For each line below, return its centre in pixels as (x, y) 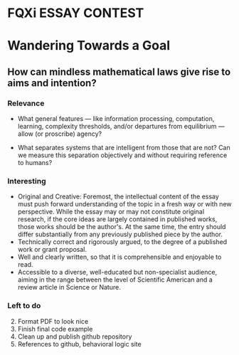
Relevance (26, 103)
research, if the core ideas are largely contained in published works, (117, 219)
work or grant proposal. (52, 250)
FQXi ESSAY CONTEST (76, 13)
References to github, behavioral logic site (79, 344)
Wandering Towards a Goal (89, 46)
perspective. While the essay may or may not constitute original (111, 212)
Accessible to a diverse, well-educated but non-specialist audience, (117, 272)
